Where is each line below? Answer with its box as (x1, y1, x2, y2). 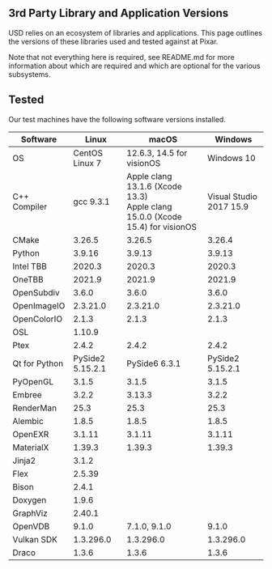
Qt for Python (12, 358, 64, 369)
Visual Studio (207, 190, 257, 202)
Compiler (12, 201, 48, 212)
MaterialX (12, 441, 49, 452)
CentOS (73, 147, 104, 159)
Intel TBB (12, 261, 47, 272)
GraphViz (12, 507, 49, 519)
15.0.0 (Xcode (126, 210, 182, 222)
